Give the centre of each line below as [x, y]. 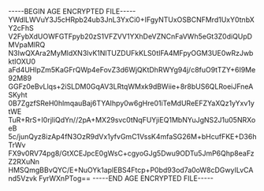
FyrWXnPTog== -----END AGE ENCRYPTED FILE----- [126, 178]
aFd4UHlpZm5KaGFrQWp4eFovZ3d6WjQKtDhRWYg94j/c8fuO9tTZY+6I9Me [132, 70]
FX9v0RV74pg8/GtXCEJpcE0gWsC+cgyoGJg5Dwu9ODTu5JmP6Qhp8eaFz [131, 153]
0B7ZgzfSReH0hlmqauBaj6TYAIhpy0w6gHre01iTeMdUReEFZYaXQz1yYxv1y [131, 103]
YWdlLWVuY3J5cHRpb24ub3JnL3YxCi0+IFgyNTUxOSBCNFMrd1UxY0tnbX [131, 20]
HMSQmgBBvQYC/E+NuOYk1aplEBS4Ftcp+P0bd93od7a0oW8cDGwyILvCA [131, 170]
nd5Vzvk [23, 178]
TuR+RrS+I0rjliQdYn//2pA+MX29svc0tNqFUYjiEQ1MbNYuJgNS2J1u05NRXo [132, 120]
